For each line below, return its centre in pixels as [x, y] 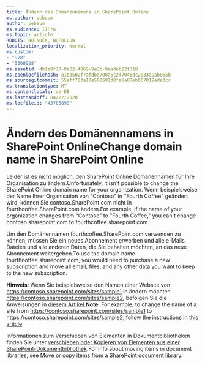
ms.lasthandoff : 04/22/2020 [42, 97]
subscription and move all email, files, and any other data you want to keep [101, 266]
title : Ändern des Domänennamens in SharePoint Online [78, 12]
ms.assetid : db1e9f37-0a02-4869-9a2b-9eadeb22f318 [72, 69]
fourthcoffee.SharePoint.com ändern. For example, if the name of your [94, 209]
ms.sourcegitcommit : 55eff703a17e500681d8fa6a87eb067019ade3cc [89, 80]
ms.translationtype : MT [37, 86]
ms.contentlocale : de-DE [38, 92]
